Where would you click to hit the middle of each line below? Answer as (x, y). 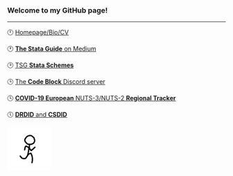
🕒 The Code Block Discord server (56, 82)
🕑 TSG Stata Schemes (41, 65)
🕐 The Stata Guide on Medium (52, 49)
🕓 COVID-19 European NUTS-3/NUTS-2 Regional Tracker (92, 98)
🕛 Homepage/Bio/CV (38, 33)
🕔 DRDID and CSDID (37, 115)
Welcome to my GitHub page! (58, 10)
